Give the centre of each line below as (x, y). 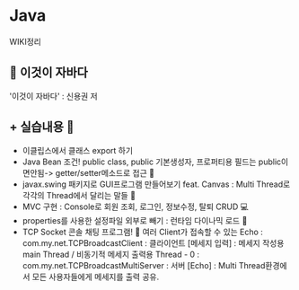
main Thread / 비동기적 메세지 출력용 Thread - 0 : (111, 254)
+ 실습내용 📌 (42, 127)
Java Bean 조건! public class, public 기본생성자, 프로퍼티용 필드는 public (152, 162)
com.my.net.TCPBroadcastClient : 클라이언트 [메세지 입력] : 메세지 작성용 (153, 242)
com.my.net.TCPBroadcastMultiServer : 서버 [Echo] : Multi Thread (144, 265)
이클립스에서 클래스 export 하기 (77, 150)
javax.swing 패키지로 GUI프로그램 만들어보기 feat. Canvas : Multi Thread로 (156, 184)
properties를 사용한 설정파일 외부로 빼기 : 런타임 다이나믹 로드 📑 (135, 220)
